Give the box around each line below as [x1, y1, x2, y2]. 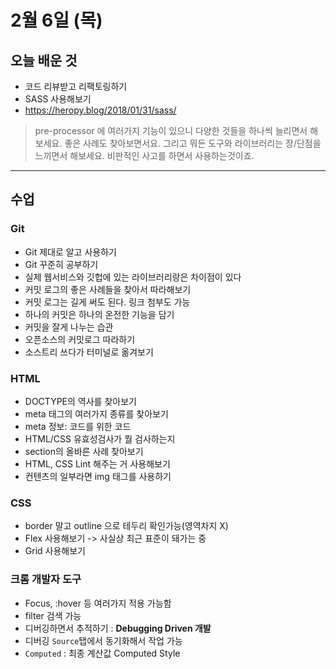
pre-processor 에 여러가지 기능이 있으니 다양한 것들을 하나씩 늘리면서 [34, 125, 308, 136]
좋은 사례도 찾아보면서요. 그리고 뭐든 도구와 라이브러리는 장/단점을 [64, 137, 322, 149]
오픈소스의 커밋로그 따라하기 [24, 333, 136, 345]
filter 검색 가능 [24, 609, 82, 621]
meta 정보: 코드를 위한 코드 [24, 420, 132, 432]
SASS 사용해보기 [24, 93, 92, 105]
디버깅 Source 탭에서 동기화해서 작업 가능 [24, 634, 183, 646]
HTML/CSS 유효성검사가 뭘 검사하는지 [24, 432, 176, 445]
